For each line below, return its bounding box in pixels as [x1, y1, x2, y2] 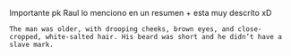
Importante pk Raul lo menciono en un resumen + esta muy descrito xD [9, 8, 272, 18]
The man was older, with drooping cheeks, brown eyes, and [9, 25, 235, 34]
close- [237, 25, 262, 34]
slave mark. [9, 40, 54, 49]
